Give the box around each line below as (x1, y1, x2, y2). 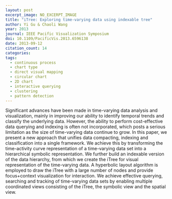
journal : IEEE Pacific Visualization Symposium (5, 31, 109, 36)
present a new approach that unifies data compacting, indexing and (5, 134, 148, 141)
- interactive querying (10, 84, 61, 89)
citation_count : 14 (5, 46, 47, 51)
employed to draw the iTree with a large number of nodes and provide (5, 167, 154, 173)
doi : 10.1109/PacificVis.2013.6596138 (5, 36, 88, 42)
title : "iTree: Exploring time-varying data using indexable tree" (5, 17, 153, 22)
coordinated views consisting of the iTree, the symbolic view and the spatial (5, 184, 166, 190)
